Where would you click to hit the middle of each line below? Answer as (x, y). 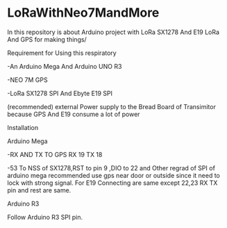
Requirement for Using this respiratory (62, 53)
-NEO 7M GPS (27, 80)
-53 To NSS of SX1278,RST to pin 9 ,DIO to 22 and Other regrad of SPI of (111, 168)
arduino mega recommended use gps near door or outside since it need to (113, 175)
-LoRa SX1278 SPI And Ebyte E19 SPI (60, 93)
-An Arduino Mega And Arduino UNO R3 (65, 66)
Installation (23, 127)
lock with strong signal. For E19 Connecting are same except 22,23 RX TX (112, 183)
